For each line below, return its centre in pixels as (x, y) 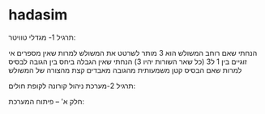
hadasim (38, 15)
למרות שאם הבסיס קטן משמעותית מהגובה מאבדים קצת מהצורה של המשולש (125, 70)
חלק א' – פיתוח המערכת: (47, 101)
